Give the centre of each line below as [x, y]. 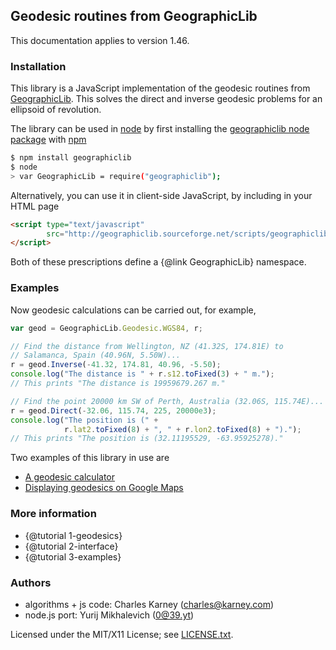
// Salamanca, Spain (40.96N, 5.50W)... [96, 355]
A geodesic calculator [70, 477]
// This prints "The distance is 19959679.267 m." [118, 384]
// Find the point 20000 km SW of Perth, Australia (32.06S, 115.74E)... [167, 401]
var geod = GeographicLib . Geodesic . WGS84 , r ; [106, 328]
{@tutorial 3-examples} [73, 556]
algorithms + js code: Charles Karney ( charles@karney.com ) [149, 604]
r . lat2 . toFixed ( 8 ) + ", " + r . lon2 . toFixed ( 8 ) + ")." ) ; [182, 429]
